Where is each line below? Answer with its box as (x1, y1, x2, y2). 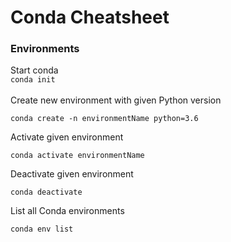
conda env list (10, 224, 74, 235)
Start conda (10, 64, 59, 76)
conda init (10, 75, 56, 85)
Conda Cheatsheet (10, 6, 170, 29)
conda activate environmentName (10, 151, 145, 161)
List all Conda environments (10, 205, 125, 217)
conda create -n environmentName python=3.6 (10, 114, 199, 124)
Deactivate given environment (10, 168, 134, 180)
